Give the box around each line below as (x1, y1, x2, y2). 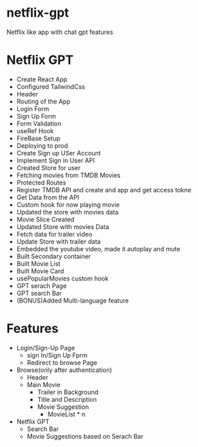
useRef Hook (16, 126, 54, 135)
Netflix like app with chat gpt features (6, 28, 114, 36)
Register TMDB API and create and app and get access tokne (16, 185, 192, 194)
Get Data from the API (16, 193, 80, 201)
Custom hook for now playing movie (16, 200, 120, 209)
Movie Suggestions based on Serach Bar (26, 432, 143, 440)
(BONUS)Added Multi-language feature (16, 296, 129, 305)
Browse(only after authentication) (16, 366, 112, 374)
